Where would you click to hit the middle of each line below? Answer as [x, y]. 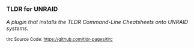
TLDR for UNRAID [32, 9]
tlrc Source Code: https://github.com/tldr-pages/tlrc [59, 40]
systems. [17, 28]
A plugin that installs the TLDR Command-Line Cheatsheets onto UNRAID [97, 22]
